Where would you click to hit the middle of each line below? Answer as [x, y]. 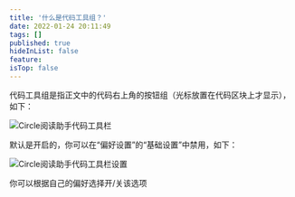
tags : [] [26, 34]
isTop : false [34, 69]
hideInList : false [44, 52]
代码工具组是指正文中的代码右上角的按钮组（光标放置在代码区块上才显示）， [150, 95]
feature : [26, 60]
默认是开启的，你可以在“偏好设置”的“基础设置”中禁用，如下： [124, 145]
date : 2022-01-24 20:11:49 [60, 26]
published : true [40, 43]
